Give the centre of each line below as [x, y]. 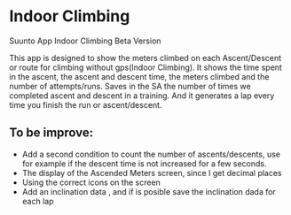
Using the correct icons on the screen [91, 182]
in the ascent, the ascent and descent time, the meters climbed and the [139, 76]
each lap [38, 201]
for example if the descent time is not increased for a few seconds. [145, 163]
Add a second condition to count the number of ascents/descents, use [151, 154]
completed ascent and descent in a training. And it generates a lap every [142, 96]
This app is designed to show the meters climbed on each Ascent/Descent [145, 58]
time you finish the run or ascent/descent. [86, 104]
